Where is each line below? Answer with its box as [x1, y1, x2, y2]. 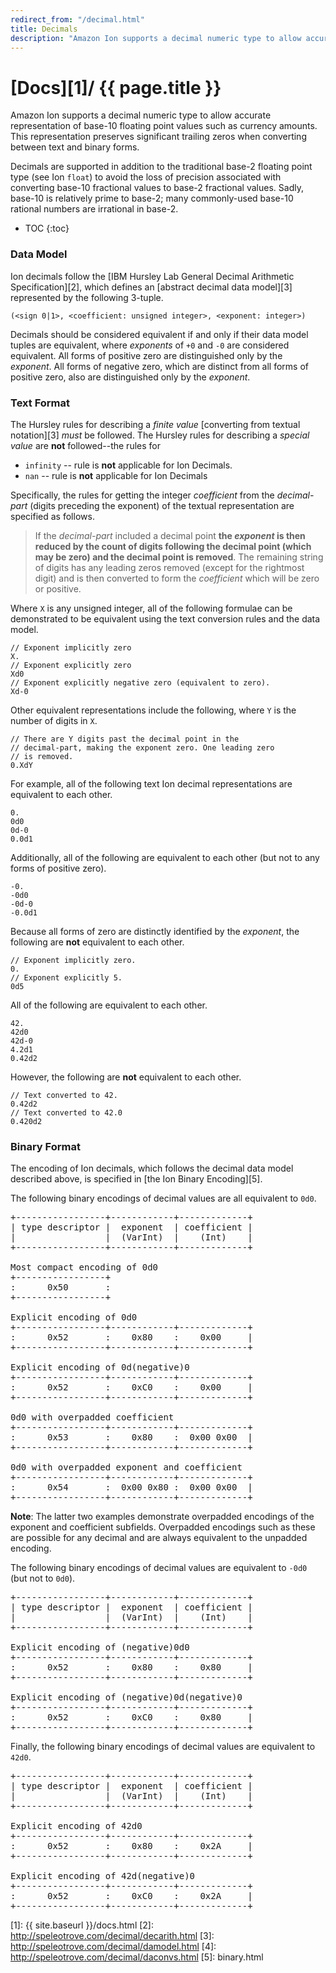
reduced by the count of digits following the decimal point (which [34, 540, 312, 552]
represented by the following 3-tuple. [10, 291, 164, 303]
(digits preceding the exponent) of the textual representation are [29, 499, 295, 511]
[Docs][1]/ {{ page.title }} [10, 76, 222, 99]
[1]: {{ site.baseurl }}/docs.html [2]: [10, 1919, 154, 1931]
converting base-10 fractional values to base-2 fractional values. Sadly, [10, 182, 304, 194]
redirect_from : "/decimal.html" [10, 14, 145, 25]
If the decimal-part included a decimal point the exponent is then [34, 529, 306, 541]
